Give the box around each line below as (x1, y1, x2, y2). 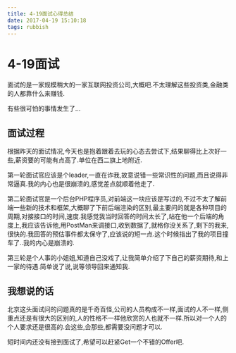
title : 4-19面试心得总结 (7, 10, 74, 18)
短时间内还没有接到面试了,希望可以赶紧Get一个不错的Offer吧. (7, 337, 185, 346)
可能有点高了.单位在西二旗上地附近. (39, 156, 143, 164)
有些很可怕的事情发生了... (7, 104, 81, 113)
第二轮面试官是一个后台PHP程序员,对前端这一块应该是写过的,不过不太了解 (7, 194, 221, 203)
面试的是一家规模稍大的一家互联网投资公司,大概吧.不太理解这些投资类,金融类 (7, 80, 229, 89)
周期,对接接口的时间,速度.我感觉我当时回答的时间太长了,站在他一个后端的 (7, 212, 218, 221)
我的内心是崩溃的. (23, 239, 75, 247)
